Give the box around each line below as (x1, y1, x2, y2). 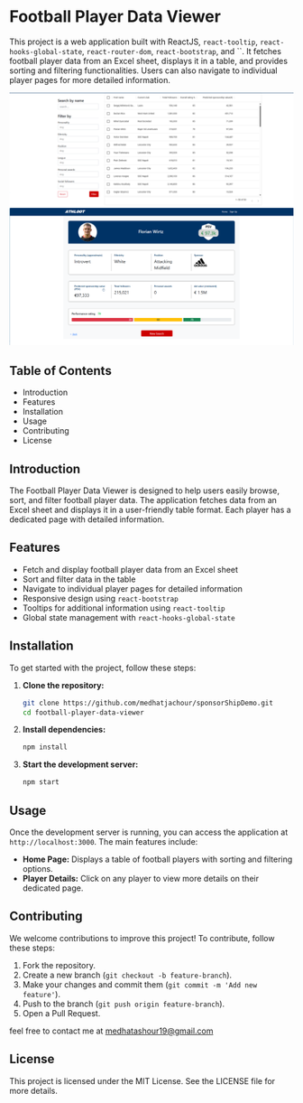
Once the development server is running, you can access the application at (9, 827, 289, 837)
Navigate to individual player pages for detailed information (22, 583, 243, 594)
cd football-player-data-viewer (22, 707, 144, 717)
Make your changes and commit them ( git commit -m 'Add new (22, 978, 258, 990)
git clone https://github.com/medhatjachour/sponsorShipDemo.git (22, 698, 273, 707)
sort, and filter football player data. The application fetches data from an (9, 495, 278, 505)
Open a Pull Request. (22, 1007, 101, 1018)
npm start (22, 778, 60, 787)
